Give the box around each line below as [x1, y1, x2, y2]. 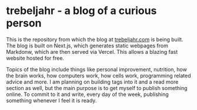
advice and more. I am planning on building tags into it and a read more [6, 78, 179, 85]
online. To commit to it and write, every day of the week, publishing [6, 91, 169, 98]
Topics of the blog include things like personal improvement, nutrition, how [6, 66, 187, 73]
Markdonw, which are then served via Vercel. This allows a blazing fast [6, 48, 178, 55]
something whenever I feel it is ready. [6, 97, 97, 104]
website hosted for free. [6, 54, 65, 61]
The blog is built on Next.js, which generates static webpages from [6, 42, 169, 49]
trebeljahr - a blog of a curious [6, 4, 157, 18]
